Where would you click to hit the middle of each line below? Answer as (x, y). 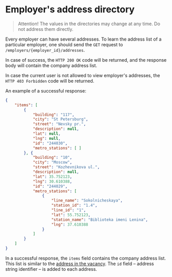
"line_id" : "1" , (69, 210)
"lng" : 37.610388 (70, 225)
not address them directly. (45, 29)
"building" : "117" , (53, 115)
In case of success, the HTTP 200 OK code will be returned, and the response (86, 60)
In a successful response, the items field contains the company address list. (85, 258)
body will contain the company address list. (51, 65)
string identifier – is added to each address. (51, 269)
